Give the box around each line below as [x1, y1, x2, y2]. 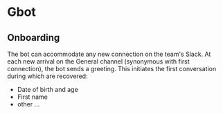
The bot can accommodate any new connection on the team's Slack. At [7, 50, 211, 58]
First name [17, 93, 48, 101]
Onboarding [7, 32, 60, 44]
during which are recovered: [7, 72, 88, 80]
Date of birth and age [17, 86, 78, 93]
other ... [17, 100, 40, 108]
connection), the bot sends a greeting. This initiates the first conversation [7, 65, 217, 73]
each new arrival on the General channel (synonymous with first [7, 57, 190, 66]
